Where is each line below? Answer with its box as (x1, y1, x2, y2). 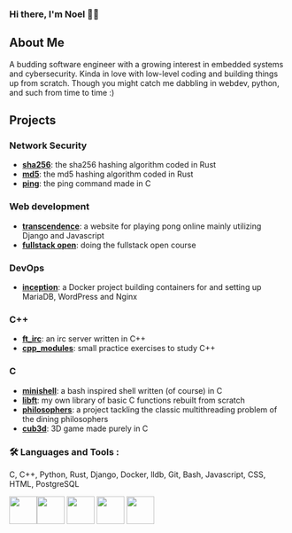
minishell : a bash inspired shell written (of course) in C (21, 385, 223, 396)
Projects (9, 113, 57, 128)
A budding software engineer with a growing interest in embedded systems (9, 59, 284, 69)
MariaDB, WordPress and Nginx (21, 292, 138, 302)
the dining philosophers (21, 413, 109, 424)
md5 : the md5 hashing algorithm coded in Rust (21, 169, 194, 180)
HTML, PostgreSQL (9, 478, 80, 489)
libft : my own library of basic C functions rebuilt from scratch (21, 395, 246, 405)
